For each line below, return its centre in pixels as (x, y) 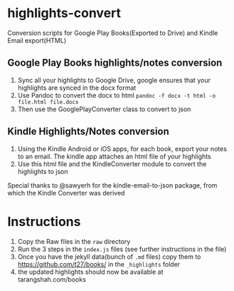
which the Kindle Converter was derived (66, 193)
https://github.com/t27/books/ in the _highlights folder (99, 264)
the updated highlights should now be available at (90, 272)
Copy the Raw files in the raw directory (74, 241)
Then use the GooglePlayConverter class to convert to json (104, 109)
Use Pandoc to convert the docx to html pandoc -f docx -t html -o (117, 95)
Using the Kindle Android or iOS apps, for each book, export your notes (122, 148)
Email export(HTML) (37, 40)
